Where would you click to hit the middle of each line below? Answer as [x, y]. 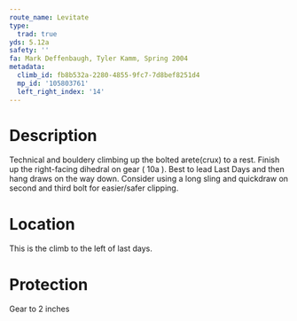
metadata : [27, 67]
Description [53, 135]
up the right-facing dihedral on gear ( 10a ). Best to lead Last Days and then [147, 169]
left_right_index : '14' [61, 91]
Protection [49, 284]
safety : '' [29, 51]
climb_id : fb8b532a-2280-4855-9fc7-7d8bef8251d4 [109, 75]
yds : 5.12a [29, 42]
